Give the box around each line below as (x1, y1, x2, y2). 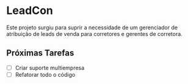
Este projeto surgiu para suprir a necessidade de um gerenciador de (6, 24, 178, 31)
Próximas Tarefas (6, 48, 74, 58)
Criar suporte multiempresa (15, 64, 85, 71)
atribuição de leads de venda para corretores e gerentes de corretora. (6, 30, 183, 37)
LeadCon (6, 4, 54, 18)
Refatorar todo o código (15, 71, 76, 78)
